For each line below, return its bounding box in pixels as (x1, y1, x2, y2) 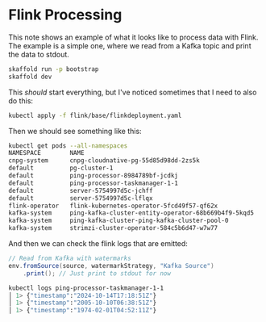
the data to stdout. (8, 49, 70, 59)
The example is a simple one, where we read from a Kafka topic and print (8, 40, 251, 50)
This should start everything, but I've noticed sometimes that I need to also (8, 87, 257, 97)
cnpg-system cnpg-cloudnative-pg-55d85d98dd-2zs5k (8, 157, 200, 165)
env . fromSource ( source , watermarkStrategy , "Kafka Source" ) (8, 261, 215, 270)
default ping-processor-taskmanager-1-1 (8, 179, 179, 187)
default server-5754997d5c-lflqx (8, 194, 153, 203)
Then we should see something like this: (8, 126, 143, 136)
